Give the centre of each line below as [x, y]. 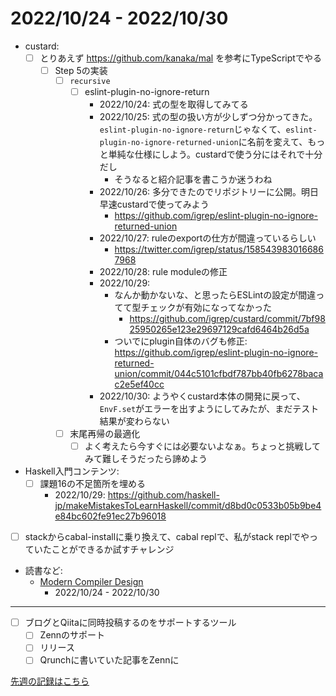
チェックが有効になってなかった [206, 307]
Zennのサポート [72, 635]
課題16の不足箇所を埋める [92, 484]
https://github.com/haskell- [163, 495]
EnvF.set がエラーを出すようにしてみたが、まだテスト [209, 408]
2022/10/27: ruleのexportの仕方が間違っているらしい [208, 238]
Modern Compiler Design [91, 582]
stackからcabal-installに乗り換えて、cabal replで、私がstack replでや [167, 537]
